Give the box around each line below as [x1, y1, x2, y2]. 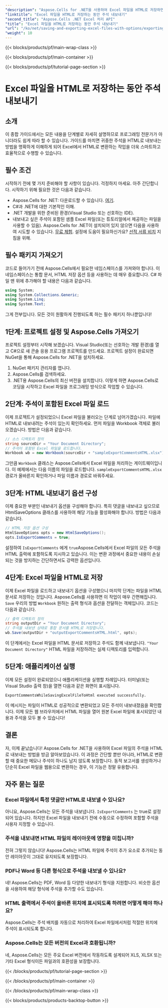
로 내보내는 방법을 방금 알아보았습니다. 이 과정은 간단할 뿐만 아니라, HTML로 [5, 751, 153, 757]
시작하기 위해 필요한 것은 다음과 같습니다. [11, 186, 92, 192]
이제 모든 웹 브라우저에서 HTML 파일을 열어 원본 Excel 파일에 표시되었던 [15, 708, 156, 714]
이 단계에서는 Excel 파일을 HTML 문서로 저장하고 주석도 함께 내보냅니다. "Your [5, 640, 158, 646]
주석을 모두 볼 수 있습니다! [14, 715, 65, 721]
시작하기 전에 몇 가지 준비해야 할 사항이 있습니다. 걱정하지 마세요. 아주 [5, 180, 141, 186]
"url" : [5, 26, 19, 31]
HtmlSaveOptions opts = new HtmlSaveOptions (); [5, 530, 106, 535]
